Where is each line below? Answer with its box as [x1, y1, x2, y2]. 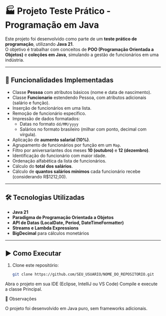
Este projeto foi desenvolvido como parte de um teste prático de [5, 36, 137, 42]
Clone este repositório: [12, 262, 59, 268]
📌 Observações [5, 296, 37, 302]
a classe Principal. [5, 286, 42, 292]
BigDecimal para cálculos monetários [12, 230, 89, 236]
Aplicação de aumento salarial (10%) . [12, 137, 90, 143]
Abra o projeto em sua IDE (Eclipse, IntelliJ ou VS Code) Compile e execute [5, 281, 158, 287]
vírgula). [19, 131, 37, 137]
